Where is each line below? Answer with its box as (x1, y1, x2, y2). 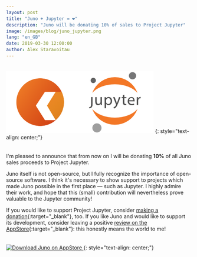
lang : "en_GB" (6, 34, 41, 41)
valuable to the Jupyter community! (6, 195, 93, 202)
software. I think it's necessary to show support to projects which (24, 176, 183, 183)
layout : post (6, 9, 38, 15)
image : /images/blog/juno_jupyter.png (6, 28, 101, 34)
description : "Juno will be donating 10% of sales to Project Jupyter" (6, 22, 186, 28)
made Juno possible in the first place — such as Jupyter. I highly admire (6, 182, 182, 189)
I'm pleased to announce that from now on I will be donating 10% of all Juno (6, 152, 192, 159)
